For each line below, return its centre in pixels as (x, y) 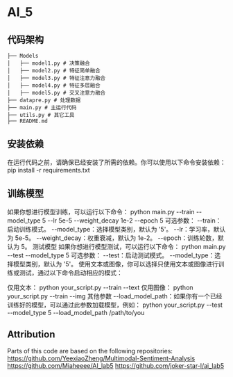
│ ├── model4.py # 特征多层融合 (54, 86)
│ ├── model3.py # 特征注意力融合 (57, 78)
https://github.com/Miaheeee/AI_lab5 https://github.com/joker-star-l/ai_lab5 (115, 366)
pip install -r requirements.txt (49, 170)
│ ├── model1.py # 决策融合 (49, 63)
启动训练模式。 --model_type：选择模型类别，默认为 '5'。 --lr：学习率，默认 (116, 229)
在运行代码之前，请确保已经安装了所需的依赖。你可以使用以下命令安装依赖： (116, 162)
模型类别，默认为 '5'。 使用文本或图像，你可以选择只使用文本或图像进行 (115, 264)
